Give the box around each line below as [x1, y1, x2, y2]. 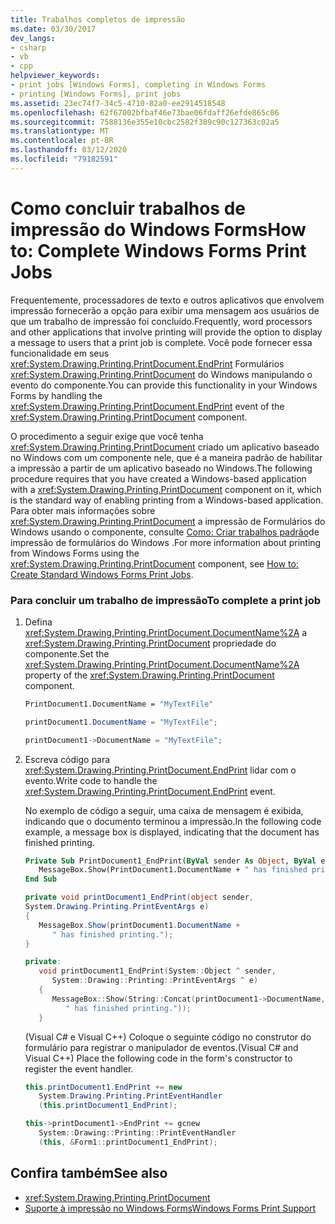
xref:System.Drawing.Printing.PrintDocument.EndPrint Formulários [10, 357, 285, 370]
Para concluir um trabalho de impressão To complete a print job [10, 593, 322, 607]
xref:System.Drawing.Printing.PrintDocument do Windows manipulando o [10, 368, 313, 380]
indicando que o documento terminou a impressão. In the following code [24, 815, 322, 827]
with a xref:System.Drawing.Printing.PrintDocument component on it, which [10, 483, 322, 495]
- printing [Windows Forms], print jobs [10, 89, 182, 99]
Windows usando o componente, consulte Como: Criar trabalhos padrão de [10, 526, 320, 538]
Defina [24, 616, 53, 628]
